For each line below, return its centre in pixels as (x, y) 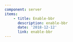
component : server (23, 9)
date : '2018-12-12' (37, 28)
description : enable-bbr (43, 23)
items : (11, 14)
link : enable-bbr (35, 32)
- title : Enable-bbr (34, 18)
